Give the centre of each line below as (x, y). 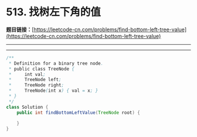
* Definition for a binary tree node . (56, 63)
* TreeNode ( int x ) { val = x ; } (53, 91)
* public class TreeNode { (42, 69)
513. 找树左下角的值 (54, 12)
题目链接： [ (20, 29)
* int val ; (27, 74)
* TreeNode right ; (36, 85)
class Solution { (27, 107)
